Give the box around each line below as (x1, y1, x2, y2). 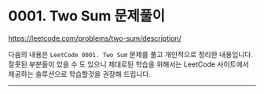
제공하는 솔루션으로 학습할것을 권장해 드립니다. (8, 69, 152, 78)
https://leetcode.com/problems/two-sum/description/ (8, 33, 182, 43)
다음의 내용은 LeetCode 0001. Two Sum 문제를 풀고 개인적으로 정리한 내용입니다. (8, 49, 254, 59)
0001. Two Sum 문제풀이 (8, 7, 165, 25)
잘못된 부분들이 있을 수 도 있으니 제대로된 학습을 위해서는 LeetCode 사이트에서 (8, 60, 249, 69)
